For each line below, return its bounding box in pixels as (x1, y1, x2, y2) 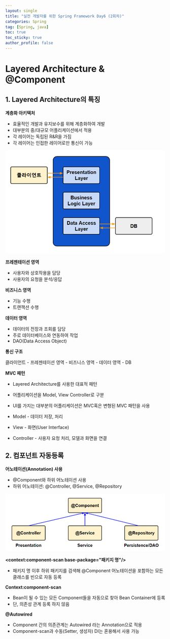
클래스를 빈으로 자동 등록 (12, 574, 62, 580)
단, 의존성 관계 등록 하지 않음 (12, 601, 70, 607)
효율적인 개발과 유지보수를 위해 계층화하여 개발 (12, 120, 105, 127)
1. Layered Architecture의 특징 (5, 95, 100, 104)
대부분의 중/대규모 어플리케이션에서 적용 (12, 127, 92, 133)
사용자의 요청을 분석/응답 (12, 276, 62, 282)
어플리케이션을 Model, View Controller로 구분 (12, 391, 105, 397)
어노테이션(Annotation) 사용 (5, 466, 63, 472)
